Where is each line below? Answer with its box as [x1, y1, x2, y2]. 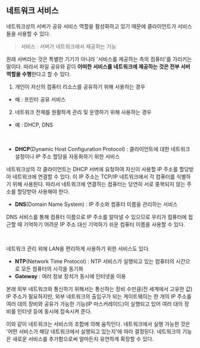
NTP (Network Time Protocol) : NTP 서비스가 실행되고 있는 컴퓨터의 [14, 257, 174, 264]
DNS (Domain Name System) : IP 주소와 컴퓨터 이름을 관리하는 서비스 [14, 201, 178, 208]
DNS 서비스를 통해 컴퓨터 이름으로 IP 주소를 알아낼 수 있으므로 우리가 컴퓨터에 [6, 213, 187, 220]
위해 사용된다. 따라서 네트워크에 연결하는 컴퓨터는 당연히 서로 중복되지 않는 [12, 180, 186, 187]
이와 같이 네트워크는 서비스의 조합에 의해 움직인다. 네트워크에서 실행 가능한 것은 [6, 320, 190, 327]
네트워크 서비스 [6, 5, 59, 16]
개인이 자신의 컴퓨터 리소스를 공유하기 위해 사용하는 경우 [14, 83, 146, 90]
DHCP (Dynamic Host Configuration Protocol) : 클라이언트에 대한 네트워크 [14, 145, 190, 152]
